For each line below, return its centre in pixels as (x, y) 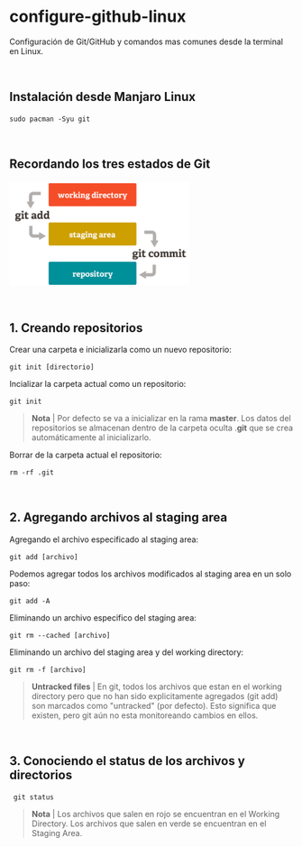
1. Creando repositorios (76, 328)
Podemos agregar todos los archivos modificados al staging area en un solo (151, 574)
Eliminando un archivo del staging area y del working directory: (127, 652)
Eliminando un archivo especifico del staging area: (103, 617)
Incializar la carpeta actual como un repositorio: (98, 384)
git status (33, 797)
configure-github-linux (98, 17)
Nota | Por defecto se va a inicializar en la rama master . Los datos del (161, 419)
